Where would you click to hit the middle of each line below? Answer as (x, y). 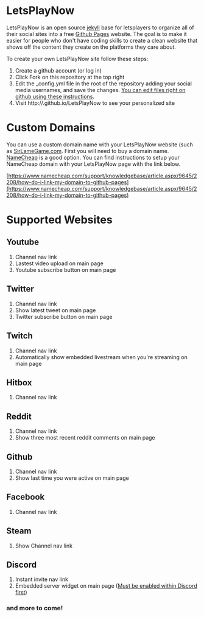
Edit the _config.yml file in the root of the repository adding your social (103, 84)
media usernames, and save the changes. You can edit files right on (100, 90)
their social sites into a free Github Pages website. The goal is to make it (97, 34)
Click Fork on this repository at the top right (70, 77)
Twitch (20, 336)
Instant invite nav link (42, 579)
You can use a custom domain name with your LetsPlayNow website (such (100, 144)
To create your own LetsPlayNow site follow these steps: (77, 59)
